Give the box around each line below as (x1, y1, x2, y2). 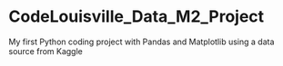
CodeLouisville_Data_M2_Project (8, 6, 265, 27)
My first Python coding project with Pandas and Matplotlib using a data (8, 36, 275, 47)
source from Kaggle (8, 45, 84, 56)
